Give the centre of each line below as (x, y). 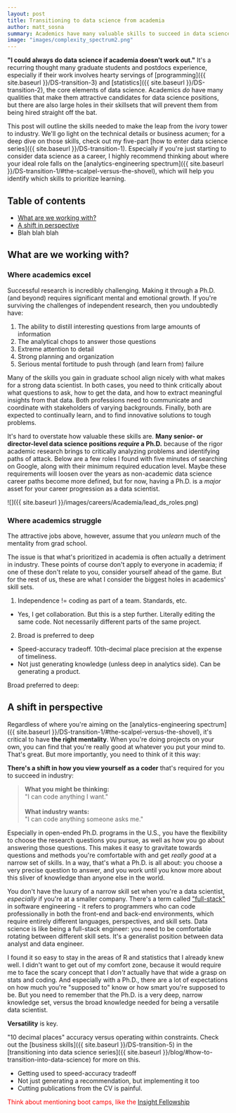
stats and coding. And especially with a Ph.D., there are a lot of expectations (118, 980)
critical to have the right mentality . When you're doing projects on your (111, 739)
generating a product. (49, 671)
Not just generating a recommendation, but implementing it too (109, 1081)
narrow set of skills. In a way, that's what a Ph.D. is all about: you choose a (115, 862)
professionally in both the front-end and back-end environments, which (111, 914)
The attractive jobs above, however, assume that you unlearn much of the (114, 536)
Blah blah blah (38, 233)
